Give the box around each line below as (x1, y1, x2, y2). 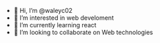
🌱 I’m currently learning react (13, 21, 97, 29)
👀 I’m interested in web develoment (13, 14, 114, 22)
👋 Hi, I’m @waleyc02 (13, 7, 73, 14)
